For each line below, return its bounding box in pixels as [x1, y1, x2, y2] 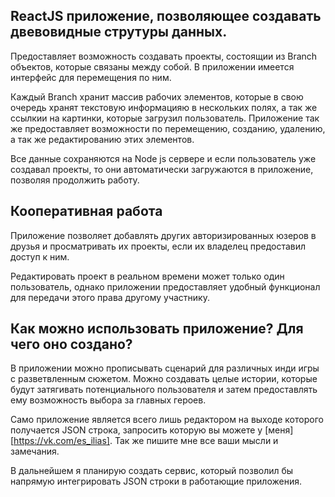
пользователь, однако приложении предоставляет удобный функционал [10, 280, 321, 293]
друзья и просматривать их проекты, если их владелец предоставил [10, 240, 307, 252]
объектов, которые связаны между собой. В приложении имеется [10, 60, 295, 73]
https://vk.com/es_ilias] [13, 435, 110, 447]
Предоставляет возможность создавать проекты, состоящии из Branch [10, 50, 318, 62]
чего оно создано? [10, 336, 133, 353]
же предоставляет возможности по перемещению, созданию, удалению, [10, 122, 326, 134]
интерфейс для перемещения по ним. [10, 71, 172, 83]
